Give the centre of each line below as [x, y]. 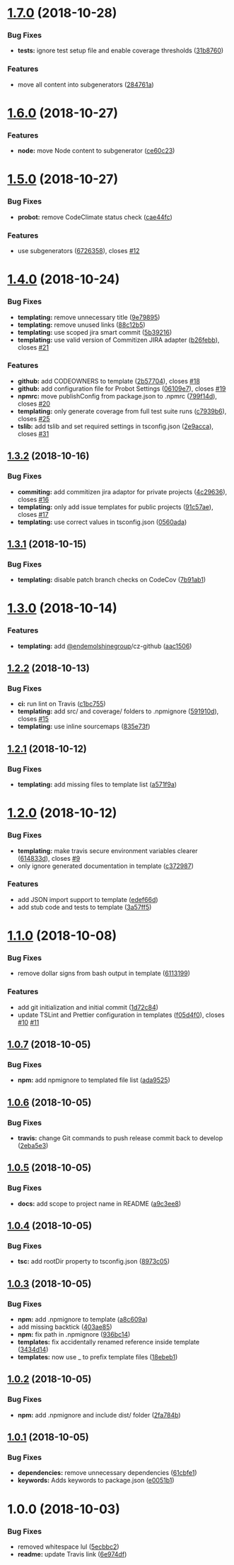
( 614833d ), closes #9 [49, 858]
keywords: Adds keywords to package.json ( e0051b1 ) [96, 1481]
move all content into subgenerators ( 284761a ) [86, 84]
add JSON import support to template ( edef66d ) [88, 899]
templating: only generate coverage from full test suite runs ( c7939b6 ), [122, 411]
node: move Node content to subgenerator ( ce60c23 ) [96, 151]
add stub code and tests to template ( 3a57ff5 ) [84, 907]
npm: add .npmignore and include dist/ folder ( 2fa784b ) [99, 1415]
